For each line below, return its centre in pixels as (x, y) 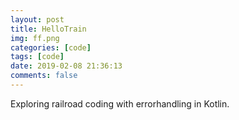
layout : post (37, 19)
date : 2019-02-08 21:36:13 (66, 66)
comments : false (44, 76)
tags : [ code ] (37, 57)
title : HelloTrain (48, 29)
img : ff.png (35, 38)
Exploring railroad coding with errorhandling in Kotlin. (120, 103)
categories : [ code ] (51, 47)
